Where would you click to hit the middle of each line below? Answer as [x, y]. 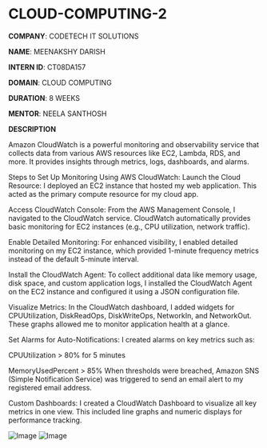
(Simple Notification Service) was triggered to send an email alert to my [126, 379]
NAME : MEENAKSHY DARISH [57, 51]
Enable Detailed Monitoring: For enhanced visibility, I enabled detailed [123, 242]
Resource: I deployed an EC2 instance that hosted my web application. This [133, 186]
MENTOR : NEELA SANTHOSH [58, 114]
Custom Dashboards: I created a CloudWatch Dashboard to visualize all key [133, 403]
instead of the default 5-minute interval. [74, 259]
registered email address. [50, 387]
